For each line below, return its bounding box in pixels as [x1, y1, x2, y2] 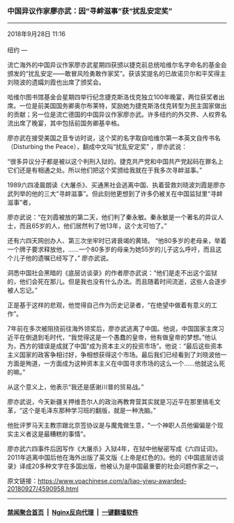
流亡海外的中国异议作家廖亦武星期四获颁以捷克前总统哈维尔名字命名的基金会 [7, 61, 227, 69]
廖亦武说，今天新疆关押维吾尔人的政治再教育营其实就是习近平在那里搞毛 [7, 398, 214, 406]
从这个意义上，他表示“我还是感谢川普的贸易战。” [7, 383, 144, 391]
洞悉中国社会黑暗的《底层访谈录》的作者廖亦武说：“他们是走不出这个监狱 [7, 269, 218, 277]
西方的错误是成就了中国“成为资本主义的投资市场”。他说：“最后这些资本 [19, 342, 223, 350]
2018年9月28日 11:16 [7, 30, 66, 38]
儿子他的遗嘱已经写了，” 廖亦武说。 [13, 254, 113, 263]
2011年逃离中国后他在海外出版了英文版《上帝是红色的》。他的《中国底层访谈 [7, 453, 224, 462]
